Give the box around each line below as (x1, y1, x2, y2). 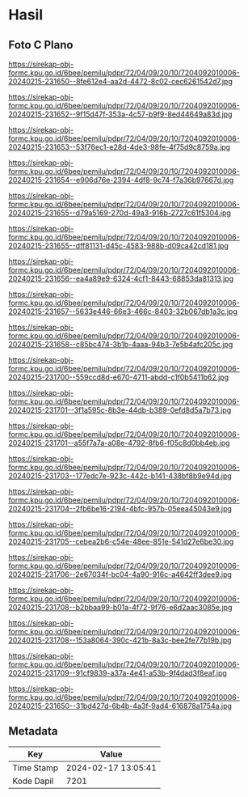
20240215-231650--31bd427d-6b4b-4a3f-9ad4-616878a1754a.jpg (8, 702, 233, 710)
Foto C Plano (8, 38, 74, 52)
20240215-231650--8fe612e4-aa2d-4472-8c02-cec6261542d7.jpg (8, 77, 233, 86)
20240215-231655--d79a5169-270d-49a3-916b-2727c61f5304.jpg (8, 208, 232, 218)
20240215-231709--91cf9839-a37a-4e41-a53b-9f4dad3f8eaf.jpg (8, 668, 228, 677)
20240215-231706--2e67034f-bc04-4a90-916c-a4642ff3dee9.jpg (8, 570, 233, 579)
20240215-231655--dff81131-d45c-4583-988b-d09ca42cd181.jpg (8, 241, 229, 250)
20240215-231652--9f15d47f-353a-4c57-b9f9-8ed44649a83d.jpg (8, 109, 233, 119)
